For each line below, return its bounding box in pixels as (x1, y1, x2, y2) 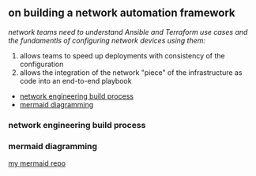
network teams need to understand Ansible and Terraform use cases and (8, 27, 248, 36)
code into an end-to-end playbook (19, 76, 132, 85)
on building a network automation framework (8, 6, 235, 20)
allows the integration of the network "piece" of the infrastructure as (19, 67, 243, 77)
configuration (19, 59, 64, 69)
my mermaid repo (8, 159, 66, 168)
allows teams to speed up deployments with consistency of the (19, 51, 225, 60)
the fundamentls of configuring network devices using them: (8, 36, 206, 45)
